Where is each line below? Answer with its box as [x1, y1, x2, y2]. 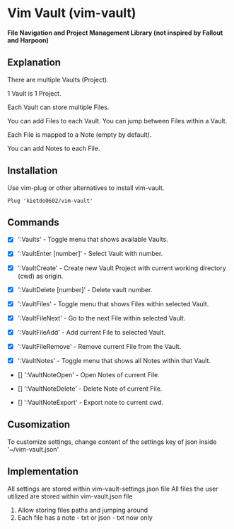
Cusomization [7, 418, 71, 430]
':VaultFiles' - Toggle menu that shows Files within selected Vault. [17, 299, 209, 308]
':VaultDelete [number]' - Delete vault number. [17, 285, 153, 294]
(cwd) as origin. [17, 272, 64, 280]
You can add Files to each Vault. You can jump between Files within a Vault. [7, 116, 228, 125]
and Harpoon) [7, 35, 49, 44]
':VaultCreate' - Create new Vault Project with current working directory [17, 264, 226, 272]
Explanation [7, 57, 62, 69]
